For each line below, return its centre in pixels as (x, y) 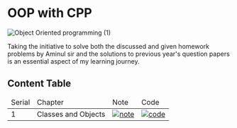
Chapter (50, 102)
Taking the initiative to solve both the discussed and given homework (108, 46)
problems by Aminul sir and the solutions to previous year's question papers (119, 54)
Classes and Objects (71, 114)
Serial (21, 102)
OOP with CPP (50, 13)
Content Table (39, 84)
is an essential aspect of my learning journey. (73, 61)
